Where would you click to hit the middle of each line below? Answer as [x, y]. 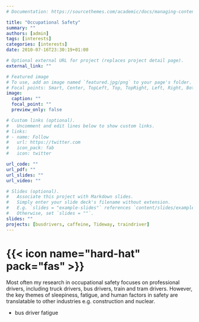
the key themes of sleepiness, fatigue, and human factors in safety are [92, 295]
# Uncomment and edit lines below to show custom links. [81, 126]
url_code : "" [22, 164]
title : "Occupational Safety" [44, 22]
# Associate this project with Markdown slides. [70, 197]
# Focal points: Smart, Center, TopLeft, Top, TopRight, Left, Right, [95, 88]
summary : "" [21, 28]
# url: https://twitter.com [44, 143]
